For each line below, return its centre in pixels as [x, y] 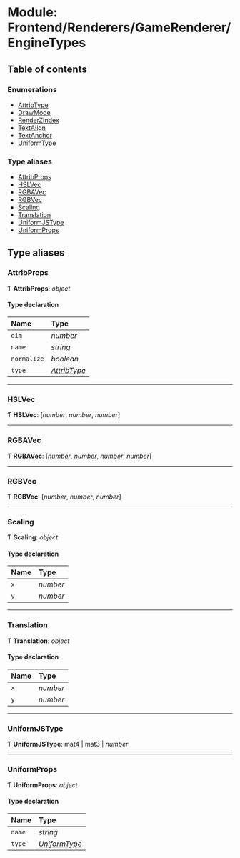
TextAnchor [35, 135]
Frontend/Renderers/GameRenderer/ [119, 28]
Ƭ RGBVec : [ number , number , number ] [64, 497]
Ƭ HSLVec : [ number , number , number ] [64, 415]
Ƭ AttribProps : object [39, 288]
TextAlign [32, 128]
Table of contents [47, 69]
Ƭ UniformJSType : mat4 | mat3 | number [68, 744]
